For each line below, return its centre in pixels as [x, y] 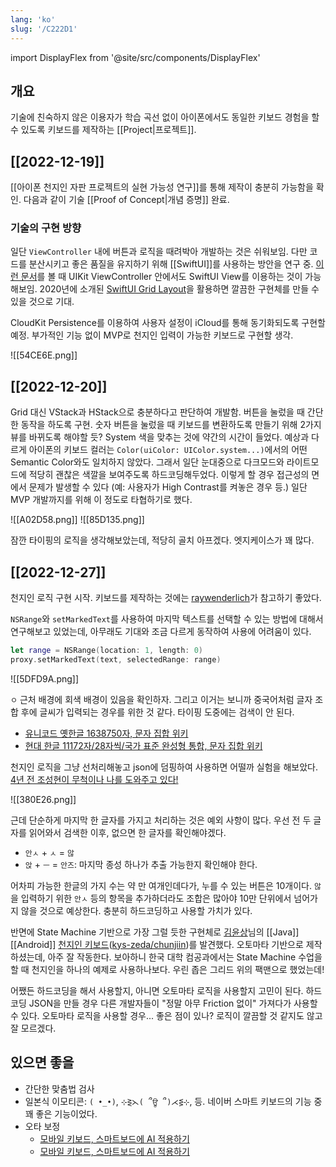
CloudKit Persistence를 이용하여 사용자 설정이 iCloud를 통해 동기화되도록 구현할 [168, 323]
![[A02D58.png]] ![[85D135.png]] [77, 520]
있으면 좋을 [42, 1062]
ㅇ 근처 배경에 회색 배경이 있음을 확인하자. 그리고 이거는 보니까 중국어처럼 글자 [161, 699]
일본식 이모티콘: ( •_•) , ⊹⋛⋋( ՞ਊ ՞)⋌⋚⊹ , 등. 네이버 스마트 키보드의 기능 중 [173, 1101]
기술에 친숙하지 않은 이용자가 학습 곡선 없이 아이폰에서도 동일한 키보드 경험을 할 [165, 117]
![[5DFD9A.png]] [45, 678]
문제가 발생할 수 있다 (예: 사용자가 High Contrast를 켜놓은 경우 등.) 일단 [168, 487]
